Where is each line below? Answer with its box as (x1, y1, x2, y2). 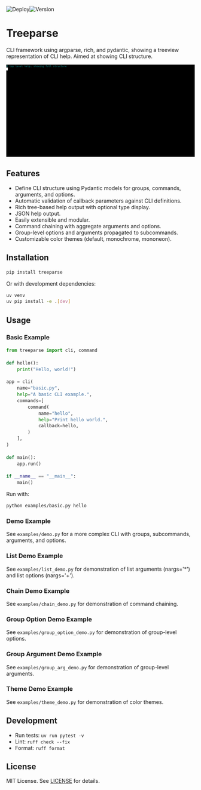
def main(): (6, 454, 36, 460)
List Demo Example (6, 552, 63, 560)
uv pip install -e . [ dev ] (6, 299, 71, 305)
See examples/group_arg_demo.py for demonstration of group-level (6, 663, 169, 670)
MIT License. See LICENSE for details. (6, 777, 100, 785)
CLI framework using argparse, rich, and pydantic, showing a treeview (6, 46, 179, 53)
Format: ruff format (14, 744, 65, 751)
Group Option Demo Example (6, 615, 93, 623)
